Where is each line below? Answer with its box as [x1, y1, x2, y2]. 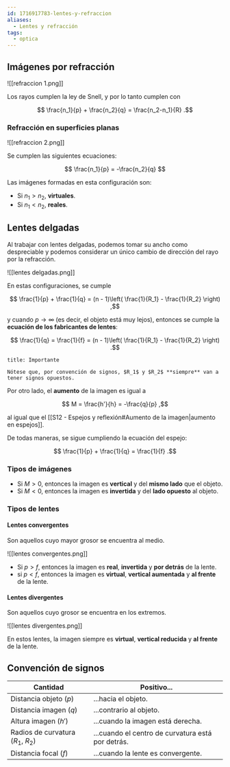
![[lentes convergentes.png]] [7, 550, 88, 558]
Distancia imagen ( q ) [10, 705, 77, 715]
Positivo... [140, 683, 173, 692]
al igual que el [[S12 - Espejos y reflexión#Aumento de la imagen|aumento [7, 413, 216, 421]
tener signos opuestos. [7, 375, 75, 381]
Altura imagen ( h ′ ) [10, 716, 68, 726]
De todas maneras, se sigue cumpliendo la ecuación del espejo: [7, 434, 187, 442]
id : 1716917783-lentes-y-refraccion [7, 10, 112, 17]
